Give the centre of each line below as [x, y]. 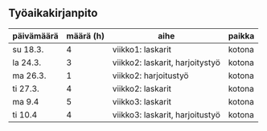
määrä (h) [85, 35]
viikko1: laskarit [142, 49]
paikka [241, 35]
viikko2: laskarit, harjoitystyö [166, 62]
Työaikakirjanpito [53, 13]
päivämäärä [35, 35]
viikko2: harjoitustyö [150, 76]
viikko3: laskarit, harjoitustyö [166, 114]
